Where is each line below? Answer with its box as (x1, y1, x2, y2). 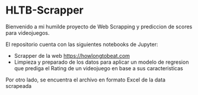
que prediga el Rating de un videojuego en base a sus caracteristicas (14, 64, 183, 71)
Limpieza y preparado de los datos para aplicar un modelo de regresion (14, 58, 189, 65)
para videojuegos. (5, 29, 50, 36)
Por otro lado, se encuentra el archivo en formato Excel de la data (5, 76, 166, 83)
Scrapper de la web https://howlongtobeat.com (14, 52, 130, 59)
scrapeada (5, 82, 32, 89)
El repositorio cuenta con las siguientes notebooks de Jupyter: (5, 41, 158, 48)
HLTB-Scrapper (5, 4, 84, 17)
